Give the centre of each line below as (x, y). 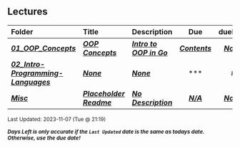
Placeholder (104, 93)
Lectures (27, 12)
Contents (196, 48)
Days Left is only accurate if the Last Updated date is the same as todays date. (106, 132)
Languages (31, 82)
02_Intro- (28, 64)
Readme (97, 102)
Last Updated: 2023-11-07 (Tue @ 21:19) (56, 119)
